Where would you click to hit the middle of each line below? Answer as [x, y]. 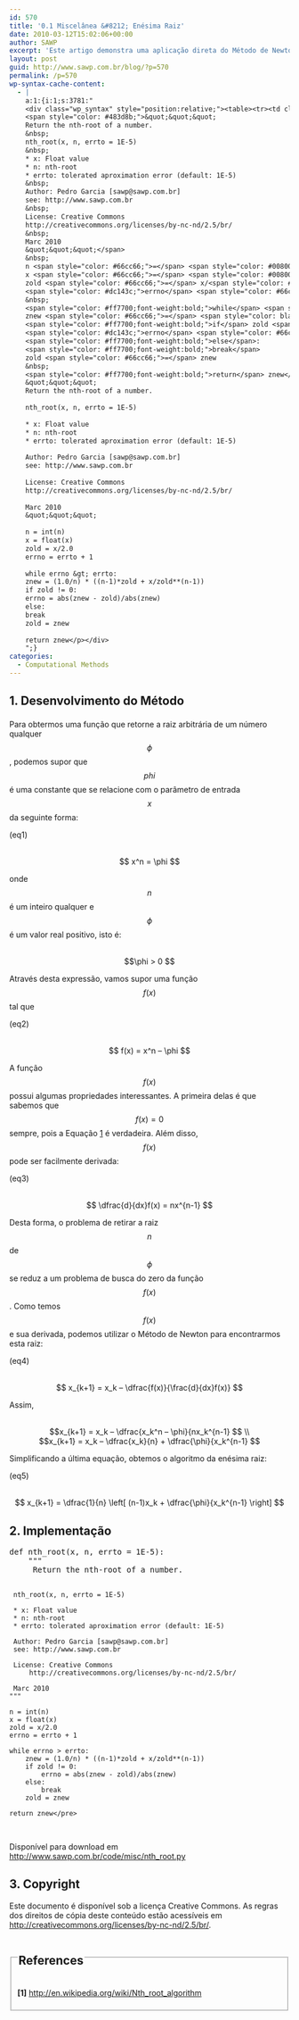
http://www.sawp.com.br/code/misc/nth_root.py [97, 1857]
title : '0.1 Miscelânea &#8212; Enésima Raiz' [97, 26]
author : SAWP [33, 42]
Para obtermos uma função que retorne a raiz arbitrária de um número [138, 725]
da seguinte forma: [44, 818]
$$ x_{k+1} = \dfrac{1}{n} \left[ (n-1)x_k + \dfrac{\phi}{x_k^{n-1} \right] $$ [149, 1503]
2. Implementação [61, 1530]
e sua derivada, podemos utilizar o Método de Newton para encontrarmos [145, 1334]
